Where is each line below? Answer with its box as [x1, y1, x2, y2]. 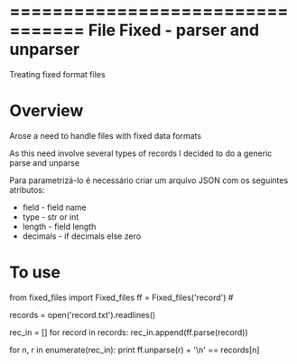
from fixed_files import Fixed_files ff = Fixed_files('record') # [9, 292, 234, 303]
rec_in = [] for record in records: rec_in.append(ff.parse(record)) [9, 326, 248, 338]
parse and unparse [9, 157, 79, 168]
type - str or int [22, 211, 79, 222]
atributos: [9, 184, 45, 195]
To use [9, 262, 61, 283]
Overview [9, 101, 84, 122]
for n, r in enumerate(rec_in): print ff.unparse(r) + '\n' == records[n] [9, 344, 260, 355]
